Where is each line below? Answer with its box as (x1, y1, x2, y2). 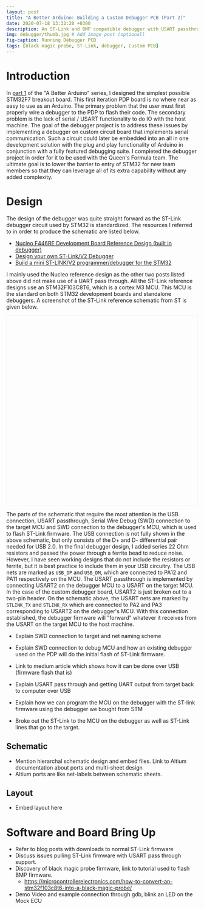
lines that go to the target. (15, 723, 80, 731)
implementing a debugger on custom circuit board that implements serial (6, 128, 188, 135)
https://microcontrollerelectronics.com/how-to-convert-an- (24, 878, 173, 885)
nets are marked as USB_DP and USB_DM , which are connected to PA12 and (6, 569, 187, 576)
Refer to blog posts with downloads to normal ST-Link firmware (15, 846, 174, 853)
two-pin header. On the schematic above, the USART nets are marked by (6, 594, 189, 602)
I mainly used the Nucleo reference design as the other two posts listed (6, 270, 185, 278)
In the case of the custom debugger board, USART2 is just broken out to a (6, 588, 192, 595)
